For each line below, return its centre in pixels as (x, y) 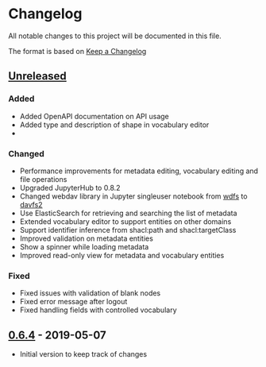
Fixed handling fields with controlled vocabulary (98, 310)
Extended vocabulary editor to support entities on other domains (125, 221)
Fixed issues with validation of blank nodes (90, 293)
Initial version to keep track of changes (83, 354)
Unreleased (38, 76)
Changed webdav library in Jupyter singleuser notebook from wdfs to (133, 196)
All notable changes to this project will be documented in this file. (115, 36)
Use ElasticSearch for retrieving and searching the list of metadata (128, 213)
